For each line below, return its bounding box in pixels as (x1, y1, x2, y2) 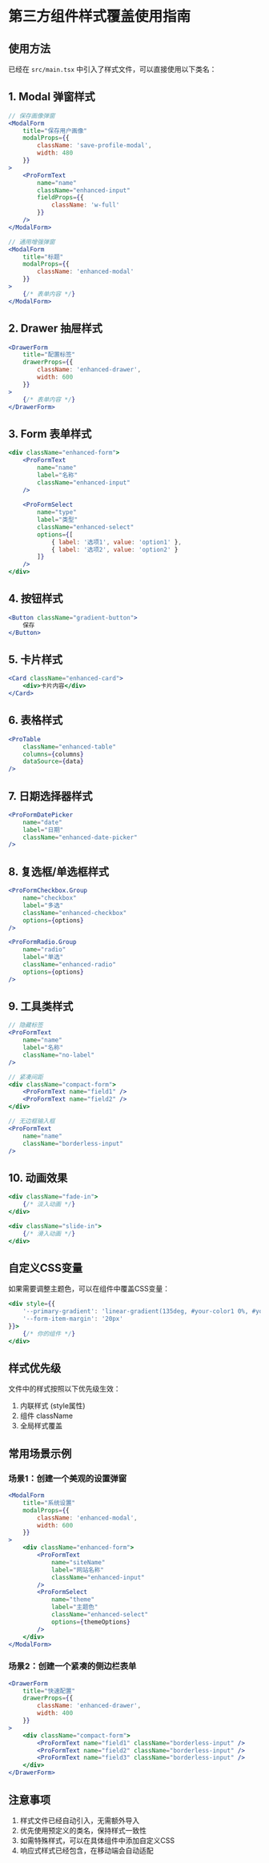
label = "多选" (22, 901, 64, 909)
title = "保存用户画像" (22, 126, 88, 135)
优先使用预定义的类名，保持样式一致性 (19, 1825, 147, 1835)
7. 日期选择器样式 (8, 789, 93, 803)
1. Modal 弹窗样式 (8, 90, 95, 104)
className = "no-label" (22, 1050, 94, 1059)
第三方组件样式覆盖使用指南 (8, 7, 191, 26)
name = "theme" (50, 1596, 94, 1604)
